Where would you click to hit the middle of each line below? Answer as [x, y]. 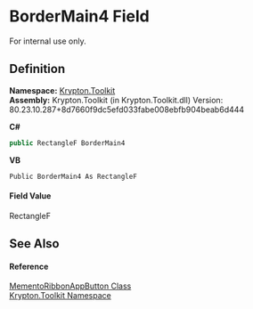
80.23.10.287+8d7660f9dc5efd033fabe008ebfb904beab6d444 [127, 110]
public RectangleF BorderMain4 [67, 143]
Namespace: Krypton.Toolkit [62, 90]
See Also [34, 244]
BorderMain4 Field [79, 16]
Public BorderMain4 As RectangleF [73, 176]
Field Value [30, 196]
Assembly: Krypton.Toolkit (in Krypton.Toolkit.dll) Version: [116, 100]
